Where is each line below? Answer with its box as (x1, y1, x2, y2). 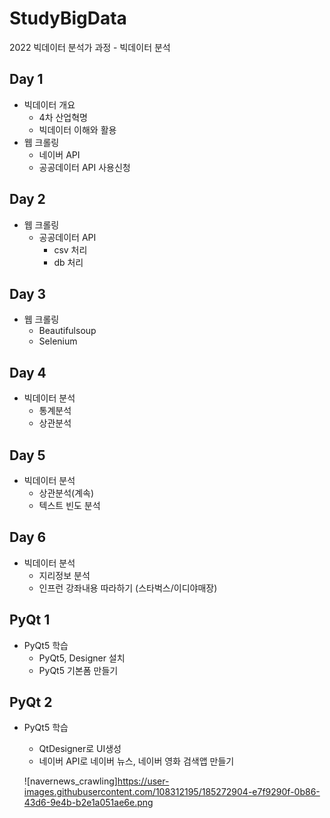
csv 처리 (53, 243, 88, 256)
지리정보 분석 (38, 569, 91, 581)
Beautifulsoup (38, 325, 97, 337)
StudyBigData (9, 7, 127, 30)
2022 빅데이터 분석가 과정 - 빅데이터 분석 (9, 41, 171, 53)
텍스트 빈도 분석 (38, 500, 101, 511)
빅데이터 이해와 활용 (38, 123, 117, 136)
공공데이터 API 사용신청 (38, 161, 131, 173)
